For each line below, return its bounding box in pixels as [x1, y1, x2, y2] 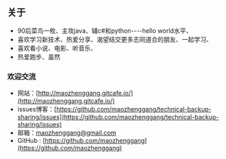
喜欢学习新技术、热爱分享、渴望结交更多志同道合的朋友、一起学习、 [17, 35, 213, 43]
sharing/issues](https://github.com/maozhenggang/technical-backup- [17, 113, 219, 121]
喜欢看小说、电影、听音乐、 [17, 44, 97, 52]
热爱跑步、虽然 [17, 52, 60, 61]
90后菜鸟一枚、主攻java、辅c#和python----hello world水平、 [17, 26, 193, 35]
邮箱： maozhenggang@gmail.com [17, 128, 117, 137]
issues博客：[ [17, 105, 57, 114]
